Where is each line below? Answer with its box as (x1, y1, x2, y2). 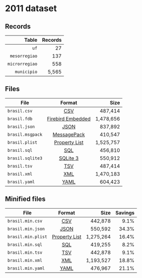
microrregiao (7, 61, 38, 66)
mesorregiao (10, 53, 38, 59)
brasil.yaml (7, 179, 35, 184)
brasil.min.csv (7, 218, 43, 224)
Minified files (5, 195, 46, 203)
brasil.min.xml (7, 258, 43, 263)
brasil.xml (7, 171, 32, 177)
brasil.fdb (7, 116, 32, 121)
